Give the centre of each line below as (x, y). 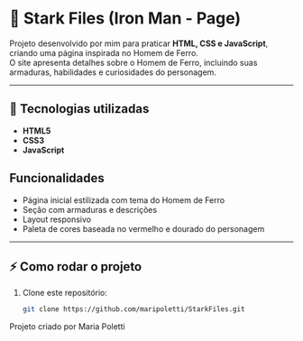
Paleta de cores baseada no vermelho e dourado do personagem (143, 228)
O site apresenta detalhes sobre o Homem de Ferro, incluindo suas (133, 62)
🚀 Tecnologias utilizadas (79, 109)
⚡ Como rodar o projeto (76, 267)
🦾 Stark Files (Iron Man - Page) (125, 18)
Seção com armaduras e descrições (90, 209)
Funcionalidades (57, 178)
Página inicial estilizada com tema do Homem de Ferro (124, 200)
